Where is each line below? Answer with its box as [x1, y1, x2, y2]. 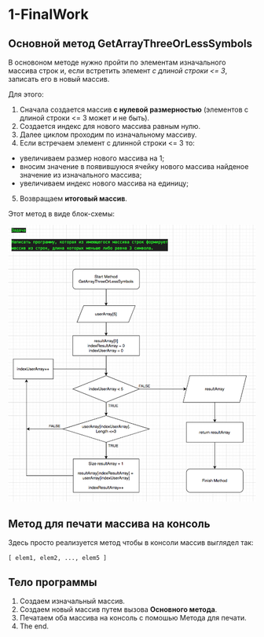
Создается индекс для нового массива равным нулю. [19, 122, 201, 131]
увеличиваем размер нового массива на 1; [19, 153, 165, 163]
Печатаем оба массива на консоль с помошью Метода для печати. [19, 613, 247, 623]
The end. [19, 621, 49, 631]
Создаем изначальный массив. [19, 596, 126, 606]
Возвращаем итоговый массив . [19, 194, 128, 203]
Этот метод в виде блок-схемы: [8, 209, 115, 218]
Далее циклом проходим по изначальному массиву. [19, 130, 197, 139]
